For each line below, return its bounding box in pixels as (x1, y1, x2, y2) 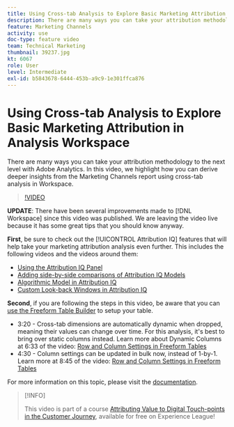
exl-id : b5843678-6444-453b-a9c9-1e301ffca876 (7, 75, 145, 82)
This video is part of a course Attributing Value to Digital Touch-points (24, 405, 225, 413)
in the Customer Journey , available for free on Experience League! (24, 412, 215, 421)
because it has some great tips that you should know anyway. (7, 222, 185, 230)
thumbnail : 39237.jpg (7, 49, 70, 56)
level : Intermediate (7, 68, 68, 75)
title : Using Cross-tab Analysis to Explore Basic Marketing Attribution (7, 10, 226, 17)
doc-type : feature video (7, 36, 79, 43)
